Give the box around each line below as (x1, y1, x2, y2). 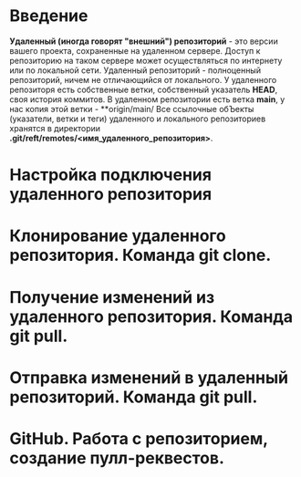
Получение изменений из (9, 286, 215, 307)
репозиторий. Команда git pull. (9, 387, 258, 407)
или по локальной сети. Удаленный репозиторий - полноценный (9, 65, 262, 76)
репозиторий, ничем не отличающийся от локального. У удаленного (9, 74, 277, 85)
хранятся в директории (9, 122, 101, 133)
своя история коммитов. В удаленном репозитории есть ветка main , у (9, 93, 285, 105)
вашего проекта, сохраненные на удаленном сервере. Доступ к (9, 45, 261, 56)
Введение (9, 5, 88, 26)
